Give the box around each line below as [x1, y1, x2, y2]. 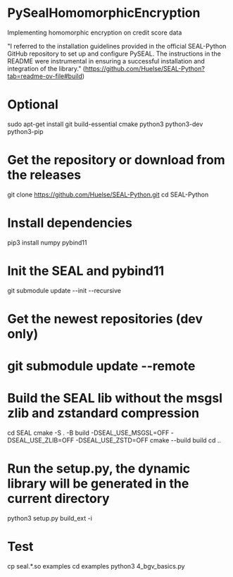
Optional [7, 97, 58, 113]
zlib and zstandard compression [7, 405, 199, 421]
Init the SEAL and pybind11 [7, 263, 165, 279]
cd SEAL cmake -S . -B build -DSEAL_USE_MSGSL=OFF [7, 428, 170, 437]
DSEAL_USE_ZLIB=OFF [7, 436, 75, 445]
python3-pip [7, 127, 44, 135]
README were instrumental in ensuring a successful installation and [7, 56, 206, 65]
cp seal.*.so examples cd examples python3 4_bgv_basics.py [7, 562, 185, 570]
